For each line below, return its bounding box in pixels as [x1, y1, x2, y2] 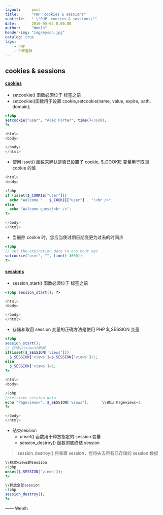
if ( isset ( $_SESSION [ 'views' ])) [5, 350, 69, 355]
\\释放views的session [5, 460, 47, 465]
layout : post [5, 7, 41, 12]
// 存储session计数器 [5, 345, 46, 350]
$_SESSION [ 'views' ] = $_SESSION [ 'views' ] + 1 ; [9, 354, 98, 360]
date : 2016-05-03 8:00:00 [5, 21, 71, 26]
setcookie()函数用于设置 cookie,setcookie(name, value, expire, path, [12, 98, 151, 104]
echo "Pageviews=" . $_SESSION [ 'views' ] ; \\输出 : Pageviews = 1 [5, 400, 141, 405]
